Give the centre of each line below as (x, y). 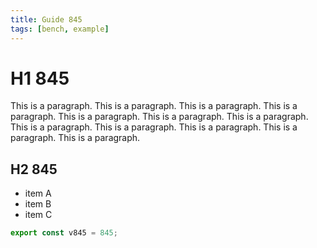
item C (38, 215)
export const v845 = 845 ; (64, 233)
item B (38, 204)
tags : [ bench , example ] (60, 29)
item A (38, 193)
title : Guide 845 (46, 19)
